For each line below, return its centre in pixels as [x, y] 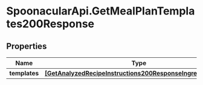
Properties [27, 46]
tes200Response [50, 24]
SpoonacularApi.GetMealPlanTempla [101, 11]
